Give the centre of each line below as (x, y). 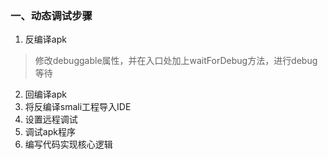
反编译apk (45, 39)
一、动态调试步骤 (51, 15)
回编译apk (45, 94)
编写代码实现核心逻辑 (68, 144)
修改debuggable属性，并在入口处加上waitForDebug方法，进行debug (176, 61)
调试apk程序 (50, 132)
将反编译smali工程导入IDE (78, 107)
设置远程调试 (51, 119)
